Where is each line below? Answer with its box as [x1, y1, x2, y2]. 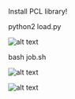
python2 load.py [8, 22, 62, 31]
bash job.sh [8, 53, 47, 61]
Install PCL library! [8, 7, 68, 16]
